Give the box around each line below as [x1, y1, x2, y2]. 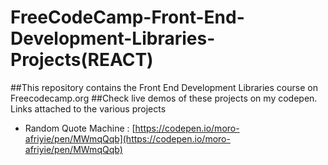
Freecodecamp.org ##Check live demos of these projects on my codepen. [10, 92, 318, 104]
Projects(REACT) [10, 49, 154, 71]
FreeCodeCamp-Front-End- [10, 6, 245, 29]
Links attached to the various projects [10, 102, 167, 115]
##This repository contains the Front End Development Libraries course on [10, 81, 318, 93]
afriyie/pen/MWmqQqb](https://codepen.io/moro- [24, 132, 231, 145]
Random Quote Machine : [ [24, 122, 136, 134]
